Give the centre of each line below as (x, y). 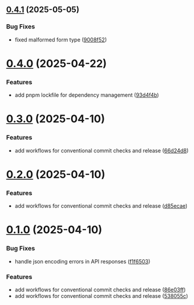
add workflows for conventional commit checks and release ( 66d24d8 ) (101, 150)
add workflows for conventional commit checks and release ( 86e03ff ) (100, 290)
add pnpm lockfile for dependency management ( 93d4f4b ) (87, 95)
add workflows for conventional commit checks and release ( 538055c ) (101, 296)
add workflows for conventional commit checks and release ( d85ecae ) (101, 206)
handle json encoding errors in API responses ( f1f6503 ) (82, 261)
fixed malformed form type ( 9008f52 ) (61, 39)
